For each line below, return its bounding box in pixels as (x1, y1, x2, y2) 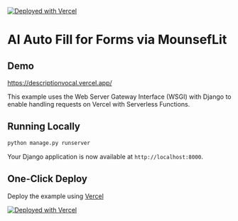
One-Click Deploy (7, 173, 87, 185)
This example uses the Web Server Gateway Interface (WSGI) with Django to (7, 92, 232, 101)
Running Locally (7, 121, 80, 133)
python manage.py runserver (7, 139, 91, 146)
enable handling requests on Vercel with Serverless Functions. (7, 100, 190, 108)
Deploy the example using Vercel (7, 192, 104, 200)
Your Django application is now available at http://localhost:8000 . (7, 152, 204, 161)
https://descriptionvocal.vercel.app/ (7, 79, 112, 87)
